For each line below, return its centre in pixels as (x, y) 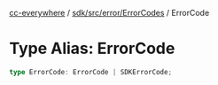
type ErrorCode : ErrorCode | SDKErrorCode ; (91, 72)
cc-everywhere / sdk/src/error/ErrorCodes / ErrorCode (109, 13)
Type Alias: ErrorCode (92, 49)
